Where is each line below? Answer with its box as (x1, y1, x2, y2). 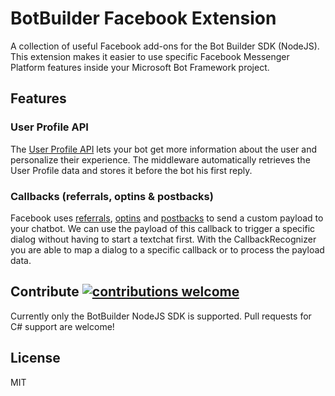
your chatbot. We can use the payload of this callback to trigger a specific (10, 222, 316, 234)
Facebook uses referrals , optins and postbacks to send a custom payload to (10, 212, 324, 224)
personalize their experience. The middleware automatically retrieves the (10, 153, 311, 166)
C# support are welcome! (10, 320, 115, 332)
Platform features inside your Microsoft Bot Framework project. (10, 61, 270, 73)
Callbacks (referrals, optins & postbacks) (10, 189, 214, 203)
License (10, 350, 61, 367)
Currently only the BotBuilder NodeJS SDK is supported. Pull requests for (10, 310, 312, 322)
